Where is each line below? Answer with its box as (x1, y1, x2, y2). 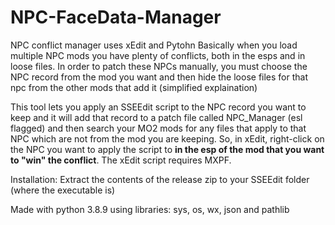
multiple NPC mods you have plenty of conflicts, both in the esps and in (10, 49, 306, 61)
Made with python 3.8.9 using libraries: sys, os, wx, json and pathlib (10, 203, 290, 215)
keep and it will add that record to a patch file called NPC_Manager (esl (10, 111, 303, 123)
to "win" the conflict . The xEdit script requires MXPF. (10, 154, 232, 166)
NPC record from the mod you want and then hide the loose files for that (10, 71, 309, 83)
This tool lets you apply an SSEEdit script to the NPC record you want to (10, 101, 307, 113)
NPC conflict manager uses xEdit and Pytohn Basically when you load (10, 39, 298, 51)
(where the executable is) (10, 184, 116, 196)
